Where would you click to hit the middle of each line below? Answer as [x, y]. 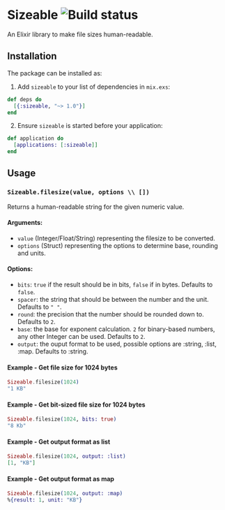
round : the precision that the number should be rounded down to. [110, 314]
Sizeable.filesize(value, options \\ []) [78, 192]
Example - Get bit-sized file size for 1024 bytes [76, 405]
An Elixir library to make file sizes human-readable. [80, 34]
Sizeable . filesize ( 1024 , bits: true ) [62, 419]
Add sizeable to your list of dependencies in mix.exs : [94, 87]
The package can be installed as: [55, 73]
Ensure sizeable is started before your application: [90, 126]
